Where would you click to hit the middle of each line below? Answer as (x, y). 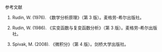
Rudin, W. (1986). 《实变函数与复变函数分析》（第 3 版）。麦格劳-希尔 (80, 28)
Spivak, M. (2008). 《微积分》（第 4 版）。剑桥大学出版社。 (70, 44)
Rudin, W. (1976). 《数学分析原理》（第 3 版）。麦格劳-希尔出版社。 (78, 17)
